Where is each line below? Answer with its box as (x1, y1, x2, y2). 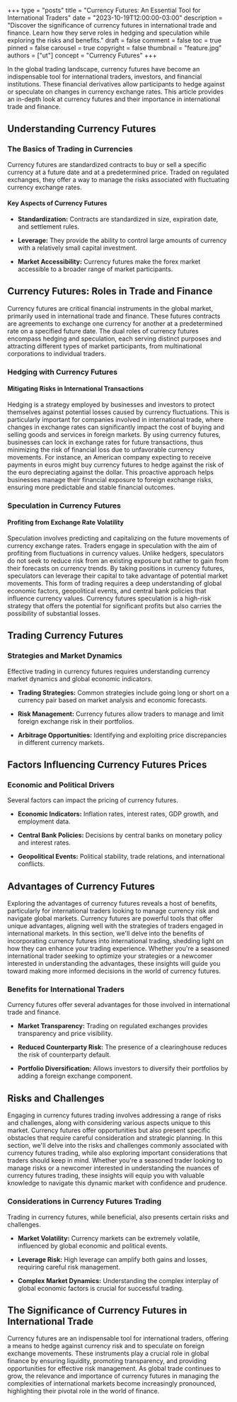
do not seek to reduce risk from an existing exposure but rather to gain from (7, 556, 229, 565)
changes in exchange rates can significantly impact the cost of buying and (7, 423, 225, 431)
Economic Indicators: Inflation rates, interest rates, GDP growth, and (17, 810, 219, 819)
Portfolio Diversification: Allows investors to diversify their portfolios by (17, 1064, 229, 1073)
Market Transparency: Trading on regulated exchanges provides (17, 1022, 208, 1030)
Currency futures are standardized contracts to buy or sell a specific (7, 160, 207, 169)
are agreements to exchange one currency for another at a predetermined (7, 319, 223, 328)
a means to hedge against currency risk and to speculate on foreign (7, 1342, 205, 1350)
